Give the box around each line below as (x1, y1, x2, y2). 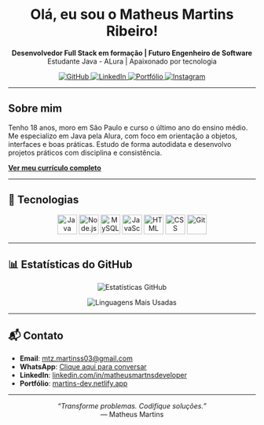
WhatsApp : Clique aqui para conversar (19, 362, 147, 372)
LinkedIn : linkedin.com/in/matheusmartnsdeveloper (19, 371, 187, 380)
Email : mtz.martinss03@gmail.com (19, 354, 134, 363)
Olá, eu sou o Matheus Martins (30, 5, 234, 24)
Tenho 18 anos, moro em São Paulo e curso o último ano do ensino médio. (8, 123, 248, 132)
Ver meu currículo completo (8, 163, 102, 172)
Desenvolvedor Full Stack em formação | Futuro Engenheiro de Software (11, 48, 253, 57)
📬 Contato (8, 328, 64, 343)
